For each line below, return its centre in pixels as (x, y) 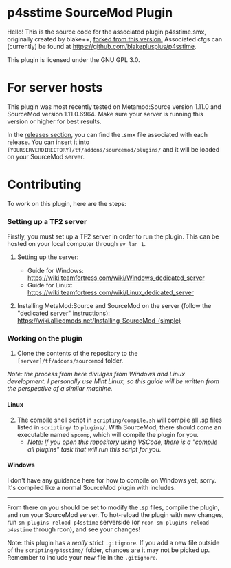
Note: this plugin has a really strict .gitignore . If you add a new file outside (113, 542)
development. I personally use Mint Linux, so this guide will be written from (113, 381)
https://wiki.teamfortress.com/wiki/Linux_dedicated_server (111, 293)
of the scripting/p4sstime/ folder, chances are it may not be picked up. (109, 550)
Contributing (44, 185)
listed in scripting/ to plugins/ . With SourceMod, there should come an (119, 427)
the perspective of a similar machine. (60, 389)
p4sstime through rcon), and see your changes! (74, 529)
